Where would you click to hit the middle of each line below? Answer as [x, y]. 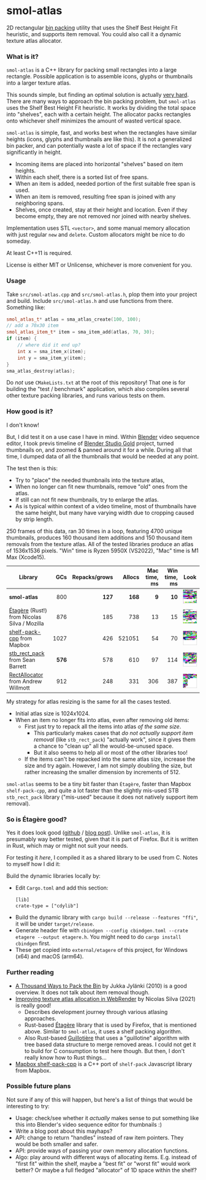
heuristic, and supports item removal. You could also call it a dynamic [94, 34]
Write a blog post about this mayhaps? [64, 1131]
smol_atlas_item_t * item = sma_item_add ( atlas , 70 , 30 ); [81, 332]
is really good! [33, 1005]
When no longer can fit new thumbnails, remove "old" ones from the [101, 486]
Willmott [19, 688]
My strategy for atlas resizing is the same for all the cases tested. [89, 701]
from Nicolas [25, 617]
